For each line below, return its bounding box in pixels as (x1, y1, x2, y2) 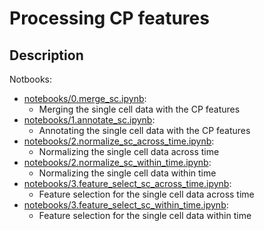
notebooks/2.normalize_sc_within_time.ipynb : (23, 157, 212, 168)
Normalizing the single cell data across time (38, 146, 220, 157)
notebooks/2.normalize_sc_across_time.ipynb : (23, 135, 215, 147)
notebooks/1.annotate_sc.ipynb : (23, 114, 156, 126)
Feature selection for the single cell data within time (38, 210, 252, 221)
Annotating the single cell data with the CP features (38, 125, 251, 136)
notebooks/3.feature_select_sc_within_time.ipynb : (23, 199, 229, 211)
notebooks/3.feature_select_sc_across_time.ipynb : (23, 178, 232, 189)
